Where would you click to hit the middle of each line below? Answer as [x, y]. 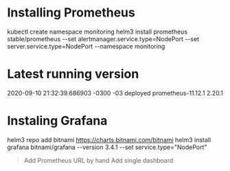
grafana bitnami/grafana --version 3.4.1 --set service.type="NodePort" [107, 147]
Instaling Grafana [57, 121]
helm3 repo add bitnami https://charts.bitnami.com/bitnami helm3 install [109, 139]
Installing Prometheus [71, 13]
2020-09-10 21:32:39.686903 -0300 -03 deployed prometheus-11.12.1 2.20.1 [115, 93]
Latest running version [73, 74]
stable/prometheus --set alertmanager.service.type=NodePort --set [103, 38]
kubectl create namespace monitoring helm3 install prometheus [97, 32]
